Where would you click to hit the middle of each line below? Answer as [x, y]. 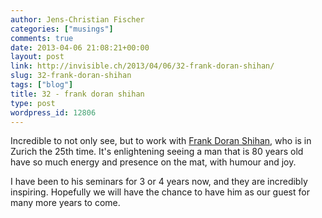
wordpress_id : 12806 [53, 112]
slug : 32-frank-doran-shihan [71, 76]
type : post [33, 103]
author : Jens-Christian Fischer [77, 19]
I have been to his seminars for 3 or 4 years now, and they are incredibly [159, 182]
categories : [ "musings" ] [62, 29]
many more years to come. [65, 203]
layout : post [37, 57]
